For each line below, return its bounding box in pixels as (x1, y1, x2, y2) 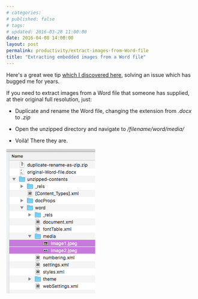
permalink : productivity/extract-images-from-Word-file (6, 48, 149, 54)
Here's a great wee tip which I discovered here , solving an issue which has (6, 71, 191, 78)
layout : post (6, 41, 39, 47)
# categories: (6, 10, 42, 16)
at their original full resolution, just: (6, 95, 92, 103)
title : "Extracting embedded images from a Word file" (6, 54, 146, 60)
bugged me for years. (6, 77, 60, 85)
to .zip (14, 113, 31, 121)
